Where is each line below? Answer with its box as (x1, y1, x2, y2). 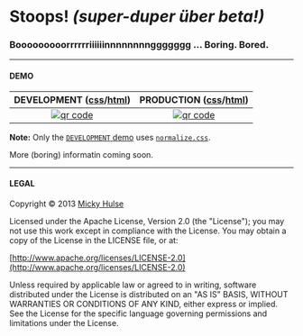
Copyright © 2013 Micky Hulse (9, 198, 124, 209)
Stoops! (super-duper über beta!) (9, 6, 265, 27)
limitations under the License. (9, 317, 119, 328)
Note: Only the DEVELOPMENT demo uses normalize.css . (9, 132, 211, 142)
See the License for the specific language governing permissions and (9, 308, 268, 319)
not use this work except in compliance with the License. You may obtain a (9, 225, 287, 236)
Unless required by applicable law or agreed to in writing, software (9, 279, 257, 290)
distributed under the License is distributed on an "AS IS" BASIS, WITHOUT (9, 288, 289, 299)
